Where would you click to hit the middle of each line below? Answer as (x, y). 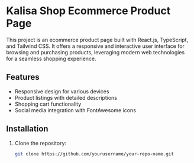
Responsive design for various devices (62, 91)
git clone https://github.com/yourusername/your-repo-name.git (94, 154)
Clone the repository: (41, 143)
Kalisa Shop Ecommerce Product (88, 11)
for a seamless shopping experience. (51, 58)
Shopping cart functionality (48, 104)
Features (23, 77)
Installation (27, 129)
